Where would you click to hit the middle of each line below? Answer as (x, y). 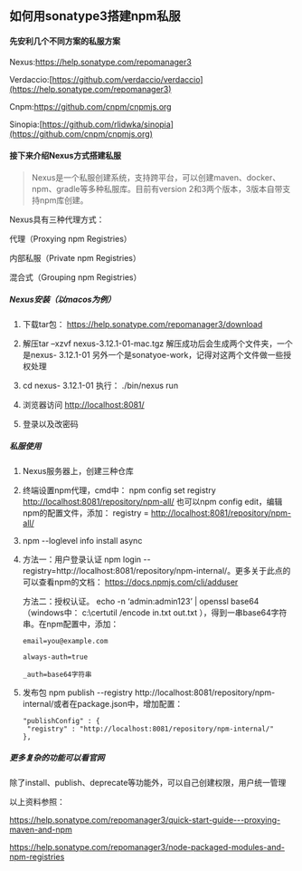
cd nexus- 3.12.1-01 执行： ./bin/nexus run (100, 385)
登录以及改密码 (50, 423)
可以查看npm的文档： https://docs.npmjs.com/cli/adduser (130, 582)
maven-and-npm (41, 829)
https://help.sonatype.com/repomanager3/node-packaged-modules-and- (147, 847)
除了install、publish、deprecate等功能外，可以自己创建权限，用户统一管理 (148, 782)
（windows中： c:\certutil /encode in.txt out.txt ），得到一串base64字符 (155, 612)
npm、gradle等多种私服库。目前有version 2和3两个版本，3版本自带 (157, 189)
